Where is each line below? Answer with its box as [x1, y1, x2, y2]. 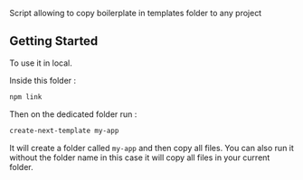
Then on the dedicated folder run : [9, 108, 137, 120]
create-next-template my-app [9, 126, 119, 135]
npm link [9, 92, 43, 102]
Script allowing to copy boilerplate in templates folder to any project [9, 8, 262, 18]
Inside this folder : [9, 75, 77, 85]
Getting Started [9, 33, 99, 49]
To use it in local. [9, 58, 72, 68]
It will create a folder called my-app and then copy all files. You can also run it [9, 142, 294, 153]
